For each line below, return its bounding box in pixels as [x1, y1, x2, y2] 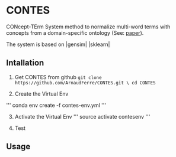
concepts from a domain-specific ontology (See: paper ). [6, 29, 144, 36]
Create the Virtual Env [14, 90, 69, 97]
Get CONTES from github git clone [14, 73, 102, 80]
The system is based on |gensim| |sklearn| [6, 41, 110, 48]
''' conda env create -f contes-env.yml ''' [6, 102, 107, 109]
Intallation [6, 58, 44, 68]
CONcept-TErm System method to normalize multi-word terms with [6, 23, 171, 30]
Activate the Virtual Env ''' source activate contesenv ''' [14, 113, 151, 120]
